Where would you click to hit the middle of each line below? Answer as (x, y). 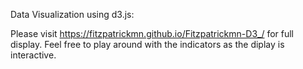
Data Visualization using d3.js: (72, 14)
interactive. (33, 55)
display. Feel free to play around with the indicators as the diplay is (147, 44)
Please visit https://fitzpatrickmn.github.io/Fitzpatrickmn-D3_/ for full (152, 33)
